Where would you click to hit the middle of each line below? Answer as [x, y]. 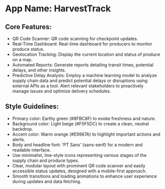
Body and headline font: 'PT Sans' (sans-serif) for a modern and [77, 145]
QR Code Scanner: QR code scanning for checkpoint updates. [75, 38]
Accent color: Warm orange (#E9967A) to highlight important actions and [86, 134]
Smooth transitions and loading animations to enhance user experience [84, 176]
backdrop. [23, 129]
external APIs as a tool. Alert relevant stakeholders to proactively [78, 86]
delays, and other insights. [39, 70]
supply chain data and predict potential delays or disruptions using [80, 80]
